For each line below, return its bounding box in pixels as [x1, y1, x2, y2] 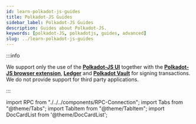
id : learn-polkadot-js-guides [6, 8, 81, 15]
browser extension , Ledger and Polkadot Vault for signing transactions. [14, 70, 191, 76]
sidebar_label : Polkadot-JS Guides [6, 19, 94, 25]
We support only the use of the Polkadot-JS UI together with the [6, 63, 164, 71]
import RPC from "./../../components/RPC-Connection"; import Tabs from [6, 99, 183, 106]
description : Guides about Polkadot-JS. [6, 25, 107, 31]
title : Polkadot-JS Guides [6, 14, 73, 20]
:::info [6, 52, 20, 59]
